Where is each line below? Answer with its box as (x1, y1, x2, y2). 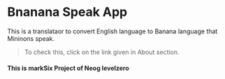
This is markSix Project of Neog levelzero (7, 64, 129, 72)
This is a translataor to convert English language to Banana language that (7, 27, 218, 35)
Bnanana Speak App (7, 4, 128, 20)
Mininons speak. (7, 34, 55, 42)
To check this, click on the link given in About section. (24, 48, 180, 56)
